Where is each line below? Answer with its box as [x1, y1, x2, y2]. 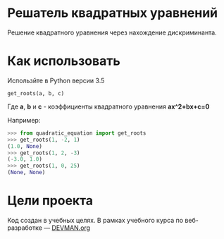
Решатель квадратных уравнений [7, 5, 218, 21]
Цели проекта [7, 192, 94, 209]
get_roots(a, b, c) [7, 90, 65, 97]
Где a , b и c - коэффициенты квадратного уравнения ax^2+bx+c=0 [7, 102, 210, 111]
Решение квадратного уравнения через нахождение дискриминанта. [7, 28, 217, 37]
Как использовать [7, 53, 121, 69]
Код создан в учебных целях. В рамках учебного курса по [7, 216, 184, 224]
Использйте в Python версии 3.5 [7, 76, 105, 85]
